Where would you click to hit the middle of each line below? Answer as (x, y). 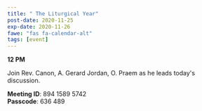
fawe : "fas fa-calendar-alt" (50, 33)
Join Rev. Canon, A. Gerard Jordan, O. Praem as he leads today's (101, 73)
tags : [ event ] (28, 40)
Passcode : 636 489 (36, 101)
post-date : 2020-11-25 (40, 20)
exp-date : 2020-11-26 (39, 27)
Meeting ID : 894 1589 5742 (47, 94)
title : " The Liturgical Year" (53, 14)
